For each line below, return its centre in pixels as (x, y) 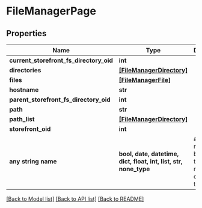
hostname (24, 90)
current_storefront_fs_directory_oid (61, 60)
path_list (22, 119)
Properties (26, 33)
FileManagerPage (51, 11)
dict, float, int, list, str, (151, 161)
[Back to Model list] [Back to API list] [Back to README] (75, 199)
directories (25, 70)
